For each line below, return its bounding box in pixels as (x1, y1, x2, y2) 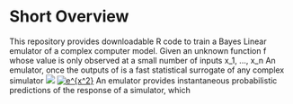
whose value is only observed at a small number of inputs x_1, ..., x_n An (9, 55, 276, 65)
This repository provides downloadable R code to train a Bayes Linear (9, 36, 267, 47)
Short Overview (9, 6, 129, 27)
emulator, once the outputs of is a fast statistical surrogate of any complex (9, 65, 285, 75)
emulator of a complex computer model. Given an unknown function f (9, 45, 267, 56)
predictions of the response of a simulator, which (9, 84, 191, 95)
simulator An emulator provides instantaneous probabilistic (9, 74, 278, 86)
